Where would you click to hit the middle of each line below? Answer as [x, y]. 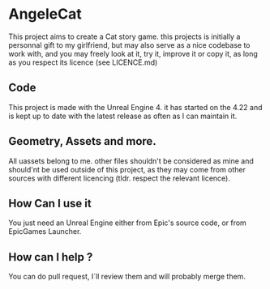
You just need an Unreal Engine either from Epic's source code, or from [128, 223]
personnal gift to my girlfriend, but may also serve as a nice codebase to [129, 45]
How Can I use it [50, 203]
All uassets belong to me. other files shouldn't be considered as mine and [131, 161]
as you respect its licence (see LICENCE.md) [83, 62]
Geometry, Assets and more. [82, 141]
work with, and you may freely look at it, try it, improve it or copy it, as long [133, 53]
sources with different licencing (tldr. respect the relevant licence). [120, 178]
